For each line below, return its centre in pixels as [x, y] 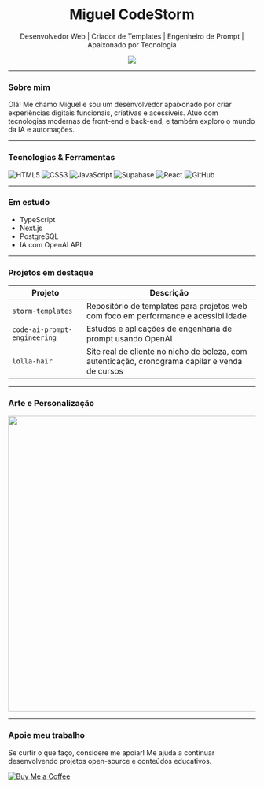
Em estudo [29, 203]
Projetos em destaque [51, 272]
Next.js [31, 228]
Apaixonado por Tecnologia [132, 44]
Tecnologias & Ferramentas [62, 158]
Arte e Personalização [51, 404]
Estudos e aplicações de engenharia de [159, 329]
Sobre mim [29, 87]
